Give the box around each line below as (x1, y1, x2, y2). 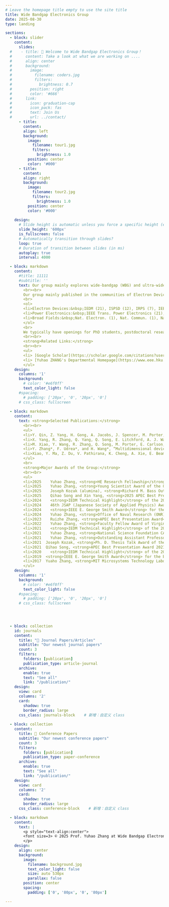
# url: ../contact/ (10, 115, 66, 120)
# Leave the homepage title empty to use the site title (5, 7, 127, 13)
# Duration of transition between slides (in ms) (18, 245, 125, 251)
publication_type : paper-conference (23, 755, 100, 760)
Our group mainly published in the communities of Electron (23, 292, 152, 297)
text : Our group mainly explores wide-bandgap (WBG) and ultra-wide (18, 283, 165, 288)
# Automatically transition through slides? (18, 236, 114, 241)
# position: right (10, 87, 64, 92)
